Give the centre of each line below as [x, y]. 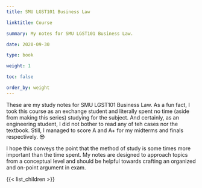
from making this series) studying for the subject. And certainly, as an [93, 117]
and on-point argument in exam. [46, 167]
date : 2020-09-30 [28, 44]
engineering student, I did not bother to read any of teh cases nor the [92, 124]
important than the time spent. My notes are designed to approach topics [97, 154]
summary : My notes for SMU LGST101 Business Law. [70, 34]
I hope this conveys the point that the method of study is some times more [99, 148]
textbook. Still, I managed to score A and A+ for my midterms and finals [95, 130]
